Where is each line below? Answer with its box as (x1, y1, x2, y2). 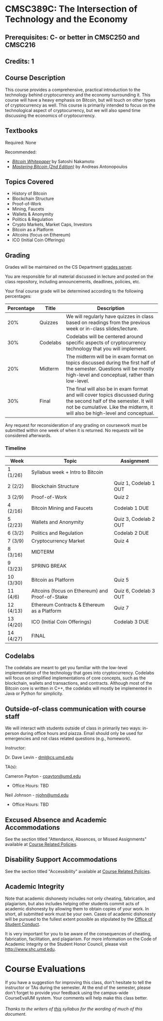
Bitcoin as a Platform (12, 227, 54, 233)
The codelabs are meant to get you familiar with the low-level (5, 665, 128, 671)
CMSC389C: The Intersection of (5, 3, 138, 15)
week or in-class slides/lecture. (66, 325, 138, 332)
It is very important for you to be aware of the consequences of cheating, (5, 930, 152, 936)
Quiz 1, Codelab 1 (114, 479, 155, 486)
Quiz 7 (114, 604, 130, 611)
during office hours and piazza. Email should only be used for (20, 730, 143, 736)
